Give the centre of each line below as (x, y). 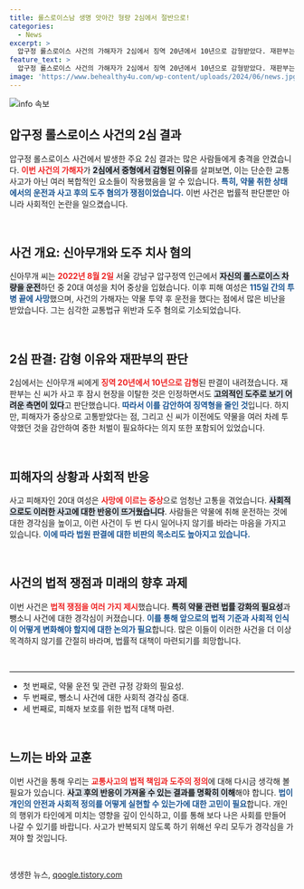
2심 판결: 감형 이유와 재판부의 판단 (99, 359)
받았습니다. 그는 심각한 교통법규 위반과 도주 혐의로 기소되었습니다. (125, 310)
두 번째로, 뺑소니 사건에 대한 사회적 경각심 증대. (106, 697)
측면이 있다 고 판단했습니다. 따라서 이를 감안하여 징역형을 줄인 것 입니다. (149, 405)
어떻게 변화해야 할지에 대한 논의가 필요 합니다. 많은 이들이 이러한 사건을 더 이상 (155, 629)
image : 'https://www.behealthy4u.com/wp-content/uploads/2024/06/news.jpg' (155, 77)
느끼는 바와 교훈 (51, 758)
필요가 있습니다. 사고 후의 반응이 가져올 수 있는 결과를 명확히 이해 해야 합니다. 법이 (152, 792)
